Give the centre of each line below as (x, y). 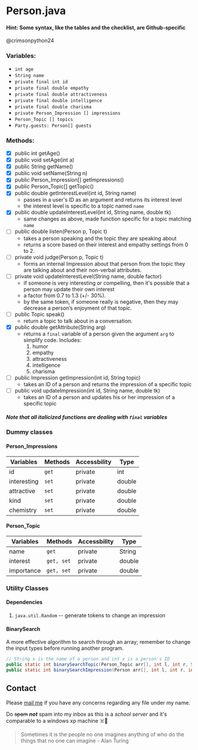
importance (25, 570)
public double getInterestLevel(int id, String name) (75, 193)
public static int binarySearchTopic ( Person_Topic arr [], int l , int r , (97, 665)
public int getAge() (37, 153)
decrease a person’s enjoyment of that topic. (78, 308)
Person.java (36, 11)
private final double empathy (52, 88)
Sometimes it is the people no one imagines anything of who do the (102, 734)
